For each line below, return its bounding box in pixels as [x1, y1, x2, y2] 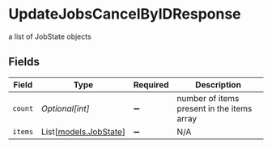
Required [133, 78, 169, 90]
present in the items [176, 103, 253, 114]
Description [195, 78, 241, 90]
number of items [176, 92, 240, 104]
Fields [8, 55, 40, 69]
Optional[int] [40, 103, 90, 114]
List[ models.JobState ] [40, 126, 125, 137]
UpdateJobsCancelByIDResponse [8, 5, 241, 23]
